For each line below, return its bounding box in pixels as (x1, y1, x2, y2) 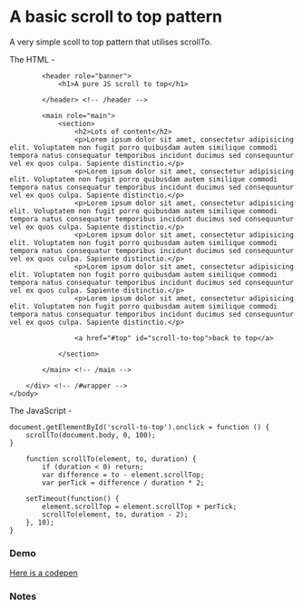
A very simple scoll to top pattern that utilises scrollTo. (9, 36, 212, 47)
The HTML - (9, 54, 55, 64)
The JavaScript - (9, 405, 73, 416)
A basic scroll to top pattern (9, 6, 222, 27)
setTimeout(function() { (25, 494, 120, 503)
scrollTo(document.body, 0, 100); (25, 430, 156, 439)
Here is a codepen (9, 567, 79, 578)
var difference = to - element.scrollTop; (42, 470, 205, 479)
